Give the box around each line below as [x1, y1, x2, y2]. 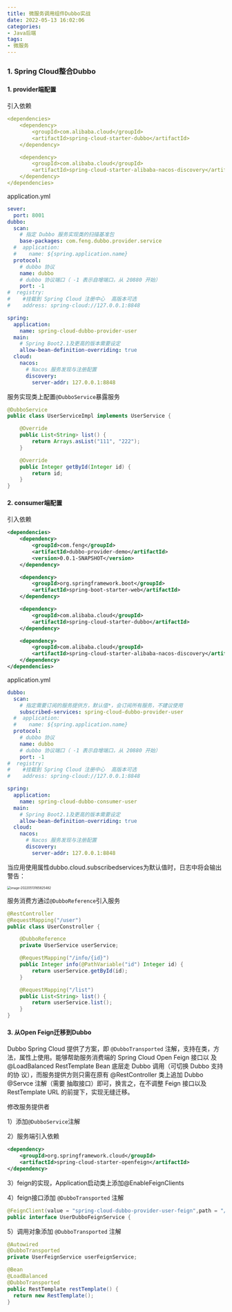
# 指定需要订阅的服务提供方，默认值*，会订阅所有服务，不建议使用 [19, 702, 183, 709]
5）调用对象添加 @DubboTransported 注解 [7, 1227, 122, 1235]
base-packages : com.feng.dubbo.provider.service [19, 238, 162, 245]
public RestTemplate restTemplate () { [7, 1286, 119, 1293]
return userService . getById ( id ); [32, 967, 128, 974]
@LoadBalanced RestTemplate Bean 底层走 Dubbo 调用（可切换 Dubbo [7, 1062, 210, 1070]
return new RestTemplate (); [13, 1292, 95, 1299]
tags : [7, 36, 23, 43]
